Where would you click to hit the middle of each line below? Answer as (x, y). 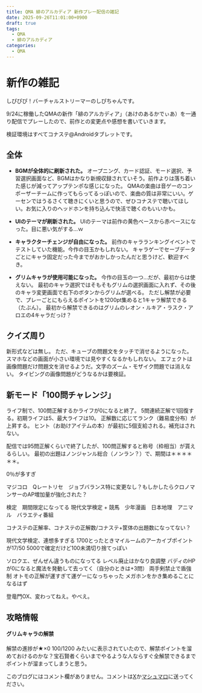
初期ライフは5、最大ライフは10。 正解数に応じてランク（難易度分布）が (106, 418)
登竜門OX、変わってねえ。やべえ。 (50, 596)
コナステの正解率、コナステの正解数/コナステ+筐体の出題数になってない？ (99, 528)
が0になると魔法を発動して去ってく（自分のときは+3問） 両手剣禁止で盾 (96, 569)
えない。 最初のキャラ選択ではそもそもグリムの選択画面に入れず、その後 (105, 285)
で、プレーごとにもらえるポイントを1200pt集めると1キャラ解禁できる (101, 300)
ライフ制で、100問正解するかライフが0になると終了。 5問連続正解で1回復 (97, 411)
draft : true (21, 23)
